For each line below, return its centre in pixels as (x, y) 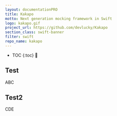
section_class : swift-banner (35, 32)
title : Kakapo (19, 14)
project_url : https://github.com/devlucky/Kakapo (57, 28)
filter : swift (19, 37)
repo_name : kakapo (24, 41)
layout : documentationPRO (31, 10)
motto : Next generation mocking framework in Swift (58, 19)
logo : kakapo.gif (23, 23)
